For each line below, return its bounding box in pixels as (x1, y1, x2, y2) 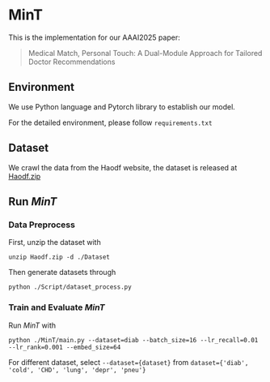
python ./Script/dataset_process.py (8, 283, 132, 291)
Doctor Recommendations (27, 57, 116, 67)
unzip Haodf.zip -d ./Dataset (8, 253, 111, 261)
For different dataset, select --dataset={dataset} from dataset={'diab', (8, 357, 249, 367)
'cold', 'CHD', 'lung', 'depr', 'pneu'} (8, 366, 147, 374)
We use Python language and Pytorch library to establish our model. (8, 101, 236, 111)
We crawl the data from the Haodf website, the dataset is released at (8, 162, 238, 172)
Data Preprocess (8, 219, 75, 230)
